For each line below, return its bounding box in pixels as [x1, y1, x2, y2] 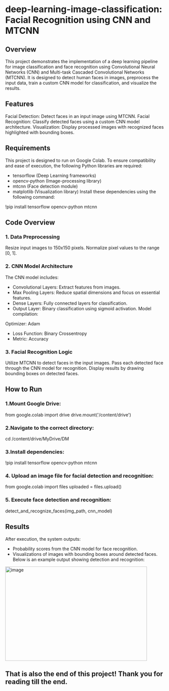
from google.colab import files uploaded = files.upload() [5, 484, 122, 490]
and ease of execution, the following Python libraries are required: [5, 162, 143, 168]
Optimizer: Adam [5, 320, 40, 326]
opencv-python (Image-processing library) [12, 178, 102, 184]
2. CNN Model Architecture [5, 263, 73, 270]
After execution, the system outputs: [5, 536, 81, 542]
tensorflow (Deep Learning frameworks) [12, 172, 96, 179]
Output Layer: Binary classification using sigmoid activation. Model [12, 305, 151, 311]
